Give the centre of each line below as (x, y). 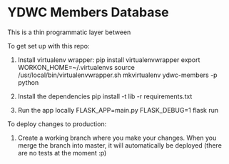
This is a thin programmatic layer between (69, 32)
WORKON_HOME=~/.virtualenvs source (76, 67)
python (28, 82)
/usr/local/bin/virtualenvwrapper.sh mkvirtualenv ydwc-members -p (117, 75)
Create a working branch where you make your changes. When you (117, 138)
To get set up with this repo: (49, 46)
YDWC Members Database (88, 12)
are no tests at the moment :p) (62, 153)
